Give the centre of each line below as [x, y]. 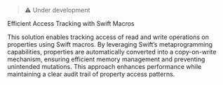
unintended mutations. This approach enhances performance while [104, 67]
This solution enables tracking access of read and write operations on [108, 37]
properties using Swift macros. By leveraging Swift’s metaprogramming [110, 44]
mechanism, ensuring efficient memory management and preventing [106, 59]
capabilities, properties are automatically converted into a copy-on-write [112, 52]
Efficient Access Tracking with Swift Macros [71, 23]
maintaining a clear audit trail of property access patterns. [91, 74]
